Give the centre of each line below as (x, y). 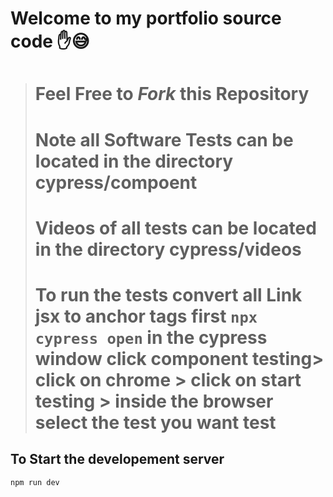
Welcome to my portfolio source (146, 18)
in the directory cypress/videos (168, 249)
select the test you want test (155, 422)
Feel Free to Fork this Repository (172, 94)
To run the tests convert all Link (168, 294)
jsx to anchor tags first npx (146, 316)
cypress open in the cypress (151, 337)
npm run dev (35, 482)
